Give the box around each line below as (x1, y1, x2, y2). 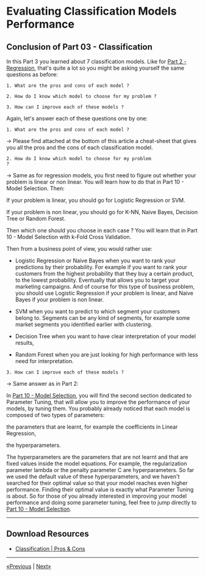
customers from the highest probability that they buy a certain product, (15, 270, 194, 277)
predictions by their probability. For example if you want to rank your (15, 264, 187, 270)
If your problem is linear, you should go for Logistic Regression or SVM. (6, 197, 185, 204)
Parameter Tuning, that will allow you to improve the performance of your (6, 399, 190, 405)
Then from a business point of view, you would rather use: (6, 245, 153, 252)
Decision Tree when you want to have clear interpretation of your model (15, 333, 196, 340)
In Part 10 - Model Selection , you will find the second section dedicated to (6, 392, 192, 399)
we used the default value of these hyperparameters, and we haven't (6, 473, 180, 480)
